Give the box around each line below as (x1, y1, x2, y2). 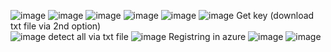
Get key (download (236, 10, 315, 21)
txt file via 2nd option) (10, 20, 102, 32)
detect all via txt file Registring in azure (48, 31, 247, 42)
